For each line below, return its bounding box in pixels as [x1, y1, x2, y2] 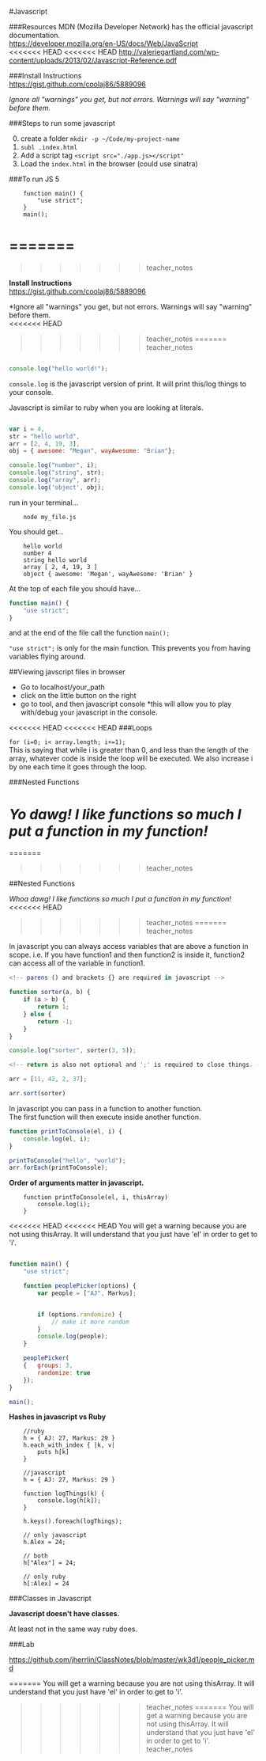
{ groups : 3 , [23, 1361, 73, 1369]
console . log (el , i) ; [23, 1135, 91, 1143]
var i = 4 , [9, 425, 45, 433]
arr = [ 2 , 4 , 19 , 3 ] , [9, 439, 81, 448]
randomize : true [37, 1368, 91, 1376]
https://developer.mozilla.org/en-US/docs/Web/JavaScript [9, 39, 198, 48]
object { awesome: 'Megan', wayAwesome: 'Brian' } [23, 570, 193, 578]
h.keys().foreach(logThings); [23, 1517, 123, 1526]
